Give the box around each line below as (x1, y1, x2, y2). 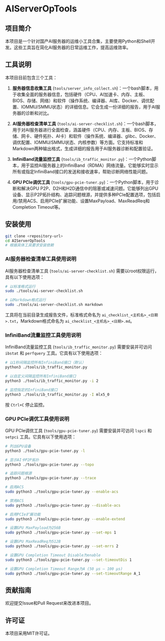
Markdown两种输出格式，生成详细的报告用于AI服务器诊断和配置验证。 (12, 145, 156, 151)
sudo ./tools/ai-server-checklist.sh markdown (5, 302, 103, 307)
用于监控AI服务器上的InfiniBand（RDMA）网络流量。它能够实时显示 (21, 162, 159, 168)
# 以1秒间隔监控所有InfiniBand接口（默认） (5, 360, 86, 365)
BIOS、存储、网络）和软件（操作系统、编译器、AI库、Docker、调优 (12, 98, 150, 104)
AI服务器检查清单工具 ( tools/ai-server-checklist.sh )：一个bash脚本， (12, 121, 159, 127)
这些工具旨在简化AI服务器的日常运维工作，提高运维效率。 (13, 44, 131, 50)
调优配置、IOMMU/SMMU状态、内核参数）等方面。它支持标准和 (12, 139, 143, 145)
